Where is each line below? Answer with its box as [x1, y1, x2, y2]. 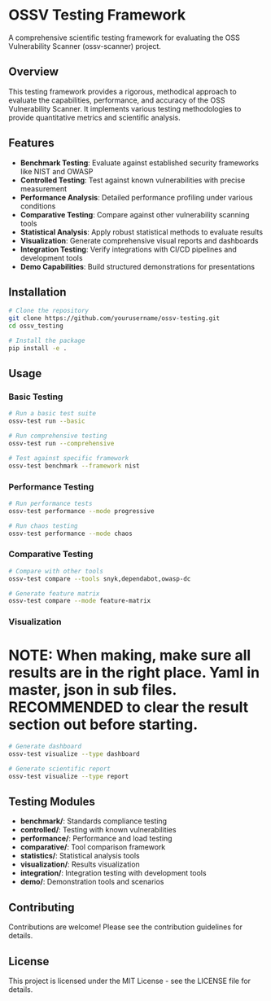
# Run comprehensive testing [8, 432, 107, 441]
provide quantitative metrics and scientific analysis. [8, 112, 181, 122]
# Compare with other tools [8, 567, 104, 575]
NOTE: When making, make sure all [8, 646, 251, 665]
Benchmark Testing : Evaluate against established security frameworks [20, 157, 259, 168]
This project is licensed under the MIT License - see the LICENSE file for [8, 976, 251, 986]
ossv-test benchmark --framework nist [8, 462, 140, 470]
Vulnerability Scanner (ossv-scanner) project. [8, 41, 161, 50]
